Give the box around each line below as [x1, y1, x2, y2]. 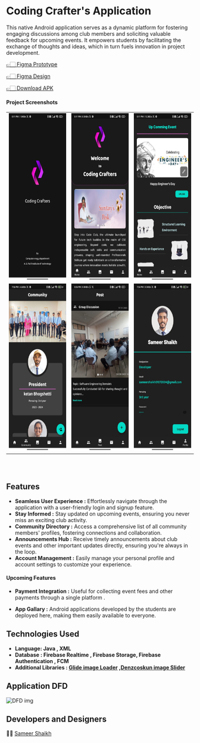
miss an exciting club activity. [14, 516, 87, 523]
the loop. [14, 548, 37, 555]
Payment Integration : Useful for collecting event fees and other [14, 588, 173, 595]
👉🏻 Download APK [6, 85, 54, 92]
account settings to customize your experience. [14, 561, 132, 568]
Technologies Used [6, 629, 79, 639]
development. [6, 49, 40, 56]
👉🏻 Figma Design [6, 73, 51, 80]
